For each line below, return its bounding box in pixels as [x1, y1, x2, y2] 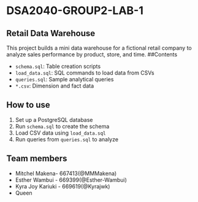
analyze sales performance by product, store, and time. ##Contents [6, 51, 178, 58]
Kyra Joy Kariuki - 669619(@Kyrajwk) [15, 182, 110, 190]
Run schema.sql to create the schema [15, 122, 110, 130]
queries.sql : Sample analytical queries [15, 76, 114, 83]
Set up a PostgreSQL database [15, 116, 93, 123]
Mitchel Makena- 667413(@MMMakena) [15, 170, 117, 177]
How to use [6, 100, 50, 110]
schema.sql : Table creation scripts [15, 62, 101, 70]
